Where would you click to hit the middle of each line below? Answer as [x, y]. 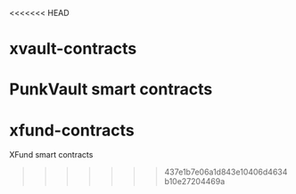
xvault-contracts [73, 49]
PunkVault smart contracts [111, 89]
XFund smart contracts [51, 155]
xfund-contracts [72, 130]
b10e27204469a [195, 182]
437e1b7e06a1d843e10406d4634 [226, 172]
